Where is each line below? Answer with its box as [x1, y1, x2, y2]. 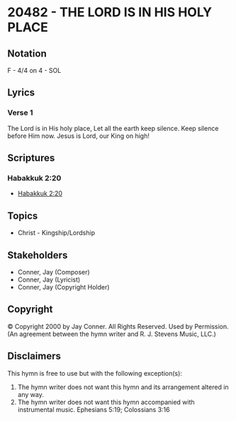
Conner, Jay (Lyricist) [17, 275, 81, 284]
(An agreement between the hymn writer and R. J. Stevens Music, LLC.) [7, 330, 216, 338]
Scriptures [7, 152, 55, 164]
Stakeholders [7, 249, 68, 261]
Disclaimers [7, 350, 62, 362]
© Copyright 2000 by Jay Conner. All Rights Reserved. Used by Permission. [7, 322, 229, 330]
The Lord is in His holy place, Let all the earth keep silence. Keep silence [7, 124, 219, 132]
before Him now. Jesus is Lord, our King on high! [7, 132, 150, 140]
